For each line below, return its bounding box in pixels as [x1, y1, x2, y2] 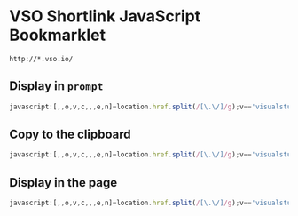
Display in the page [9, 175, 118, 190]
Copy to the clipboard [9, 127, 131, 142]
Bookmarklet [9, 25, 106, 45]
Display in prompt [9, 78, 104, 94]
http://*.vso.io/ [9, 54, 74, 63]
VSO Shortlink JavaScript [9, 6, 201, 27]
